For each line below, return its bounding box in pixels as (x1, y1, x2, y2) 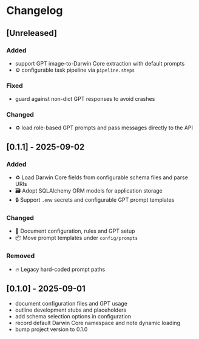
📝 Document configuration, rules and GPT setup (15, 227, 135, 235)
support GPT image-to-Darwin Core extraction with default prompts (15, 60, 185, 67)
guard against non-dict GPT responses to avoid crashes (15, 95, 155, 103)
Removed (6, 252, 35, 260)
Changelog (6, 4, 63, 18)
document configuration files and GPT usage (15, 300, 127, 307)
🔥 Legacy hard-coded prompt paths (15, 265, 106, 273)
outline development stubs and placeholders (15, 306, 127, 313)
